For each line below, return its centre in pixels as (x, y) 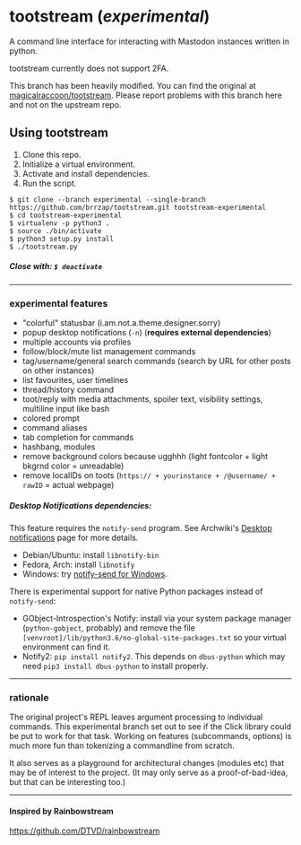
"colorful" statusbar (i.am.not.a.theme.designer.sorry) (121, 323)
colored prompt (51, 418)
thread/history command (68, 390)
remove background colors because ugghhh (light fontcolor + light (145, 457)
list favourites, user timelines (75, 380)
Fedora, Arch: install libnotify (78, 564)
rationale (29, 697)
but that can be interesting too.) (68, 782)
